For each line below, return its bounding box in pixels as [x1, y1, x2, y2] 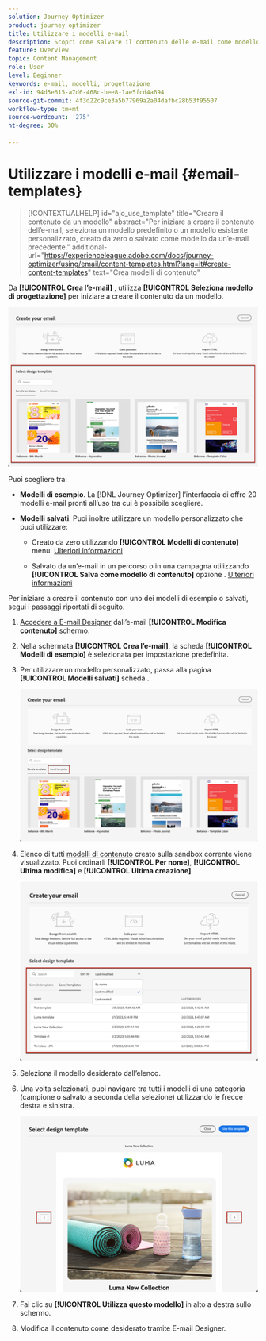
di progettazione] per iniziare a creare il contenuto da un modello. [8, 291, 224, 301]
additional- [71, 242, 108, 252]
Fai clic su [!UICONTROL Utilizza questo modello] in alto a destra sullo [19, 1300, 252, 1309]
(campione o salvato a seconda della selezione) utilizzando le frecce [19, 1092, 244, 1102]
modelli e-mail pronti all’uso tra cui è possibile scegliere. [19, 499, 203, 508]
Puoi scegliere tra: [8, 475, 67, 484]
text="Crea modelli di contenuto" [93, 267, 200, 277]
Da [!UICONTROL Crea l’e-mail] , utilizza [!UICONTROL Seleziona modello [8, 283, 253, 292]
